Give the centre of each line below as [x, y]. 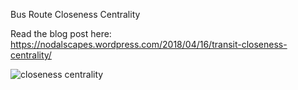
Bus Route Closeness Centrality [75, 14]
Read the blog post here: [61, 33]
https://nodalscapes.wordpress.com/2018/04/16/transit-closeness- [149, 44]
